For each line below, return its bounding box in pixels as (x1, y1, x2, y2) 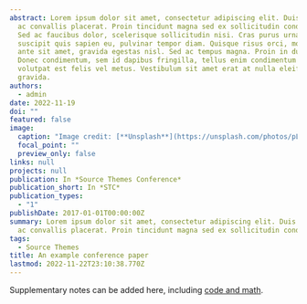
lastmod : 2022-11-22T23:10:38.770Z (9, 259, 145, 269)
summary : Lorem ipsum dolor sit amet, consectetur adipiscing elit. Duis (9, 216, 297, 226)
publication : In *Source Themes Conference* (9, 174, 182, 183)
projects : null (9, 166, 68, 175)
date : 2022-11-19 (9, 98, 76, 108)
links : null (9, 157, 55, 167)
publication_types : (9, 192, 84, 201)
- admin (17, 89, 48, 99)
